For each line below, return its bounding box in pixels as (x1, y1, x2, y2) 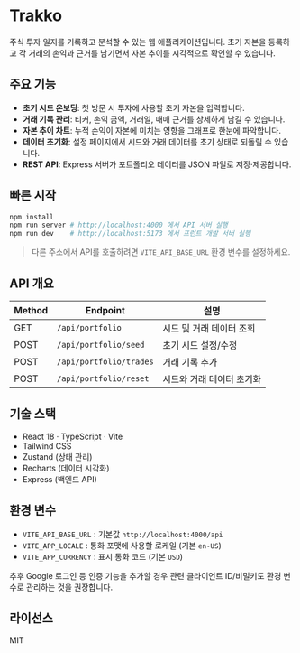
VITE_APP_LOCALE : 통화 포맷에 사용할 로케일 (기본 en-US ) (22, 539, 223, 551)
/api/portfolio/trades (57, 357, 155, 367)
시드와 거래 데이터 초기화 (162, 373, 261, 385)
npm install (9, 212, 54, 221)
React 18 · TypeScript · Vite (22, 431, 123, 442)
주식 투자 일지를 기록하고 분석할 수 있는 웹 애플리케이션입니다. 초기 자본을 (9, 36, 267, 47)
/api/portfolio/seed (57, 340, 145, 350)
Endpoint (85, 304, 126, 316)
